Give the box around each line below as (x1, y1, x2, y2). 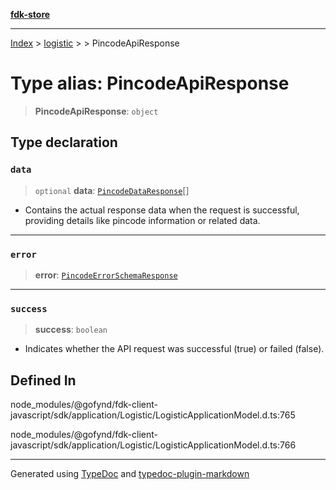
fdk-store (10, 9, 51, 20)
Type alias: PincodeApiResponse (10, 72, 290, 95)
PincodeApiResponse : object (34, 105, 159, 117)
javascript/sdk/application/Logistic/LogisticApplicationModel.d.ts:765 (10, 409, 296, 421)
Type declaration (10, 134, 118, 151)
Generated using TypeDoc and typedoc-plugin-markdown (10, 468, 250, 480)
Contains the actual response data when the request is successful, (24, 204, 300, 216)
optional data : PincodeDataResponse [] (34, 184, 190, 196)
